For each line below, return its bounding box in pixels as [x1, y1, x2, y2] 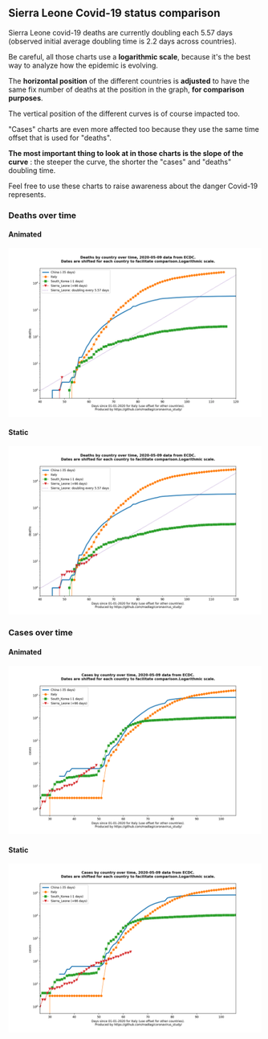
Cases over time [8, 627, 74, 639]
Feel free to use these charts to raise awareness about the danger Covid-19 [8, 181, 258, 191]
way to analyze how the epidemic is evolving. [8, 60, 159, 70]
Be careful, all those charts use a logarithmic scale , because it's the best [8, 51, 251, 61]
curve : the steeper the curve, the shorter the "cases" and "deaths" [8, 157, 232, 166]
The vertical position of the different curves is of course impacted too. [8, 109, 241, 118]
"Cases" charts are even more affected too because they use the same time [8, 124, 259, 133]
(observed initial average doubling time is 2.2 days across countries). [8, 36, 237, 46]
